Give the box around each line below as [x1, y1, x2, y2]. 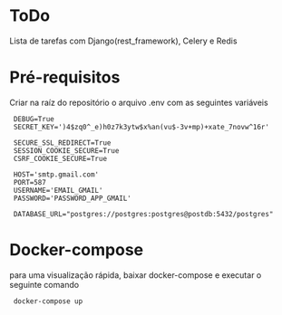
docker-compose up [13, 296, 83, 306]
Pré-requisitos [9, 67, 121, 88]
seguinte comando [9, 279, 80, 290]
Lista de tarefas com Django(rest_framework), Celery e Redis [9, 35, 238, 46]
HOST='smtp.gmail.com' [13, 169, 100, 179]
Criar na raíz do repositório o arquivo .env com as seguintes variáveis [9, 97, 269, 108]
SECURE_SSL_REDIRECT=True [13, 138, 112, 148]
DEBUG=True [13, 114, 54, 123]
